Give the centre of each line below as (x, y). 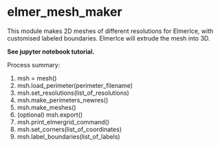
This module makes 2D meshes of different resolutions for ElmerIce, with (110, 31)
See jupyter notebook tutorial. (51, 52)
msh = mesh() (37, 78)
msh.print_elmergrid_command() (63, 122)
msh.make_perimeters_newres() (63, 100)
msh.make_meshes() (47, 107)
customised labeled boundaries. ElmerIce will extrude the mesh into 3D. (109, 38)
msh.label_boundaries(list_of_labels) (68, 136)
